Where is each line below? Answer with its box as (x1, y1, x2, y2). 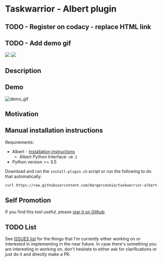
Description (5, 66, 41, 75)
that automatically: (5, 173, 42, 179)
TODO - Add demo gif (5, 39, 71, 47)
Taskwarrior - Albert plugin (5, 3, 117, 15)
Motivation (5, 110, 39, 118)
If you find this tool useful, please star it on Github (5, 209, 105, 215)
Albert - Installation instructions (12, 149, 75, 154)
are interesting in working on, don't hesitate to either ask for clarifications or (5, 246, 157, 252)
